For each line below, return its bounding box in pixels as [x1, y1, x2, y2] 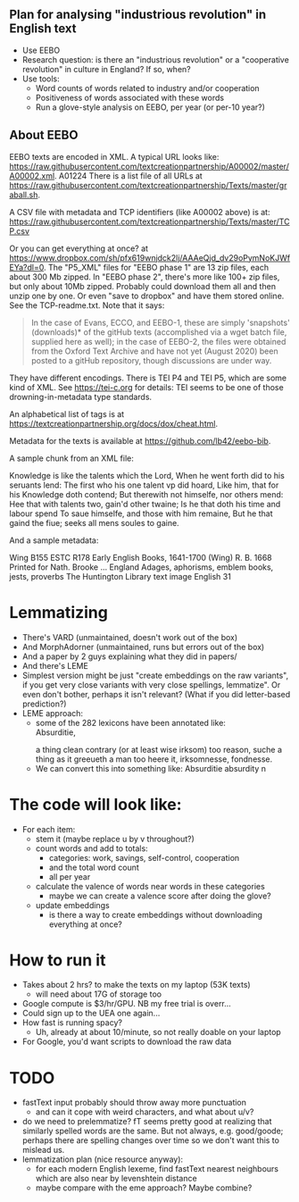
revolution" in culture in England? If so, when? [21, 63, 191, 74]
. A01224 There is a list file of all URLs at [54, 170, 203, 181]
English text [9, 21, 78, 37]
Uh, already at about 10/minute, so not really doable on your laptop [35, 1027, 281, 1038]
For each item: [21, 823, 76, 834]
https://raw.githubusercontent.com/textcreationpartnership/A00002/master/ [9, 161, 290, 171]
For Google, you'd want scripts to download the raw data [21, 1036, 232, 1048]
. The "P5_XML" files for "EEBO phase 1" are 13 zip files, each [43, 262, 270, 272]
